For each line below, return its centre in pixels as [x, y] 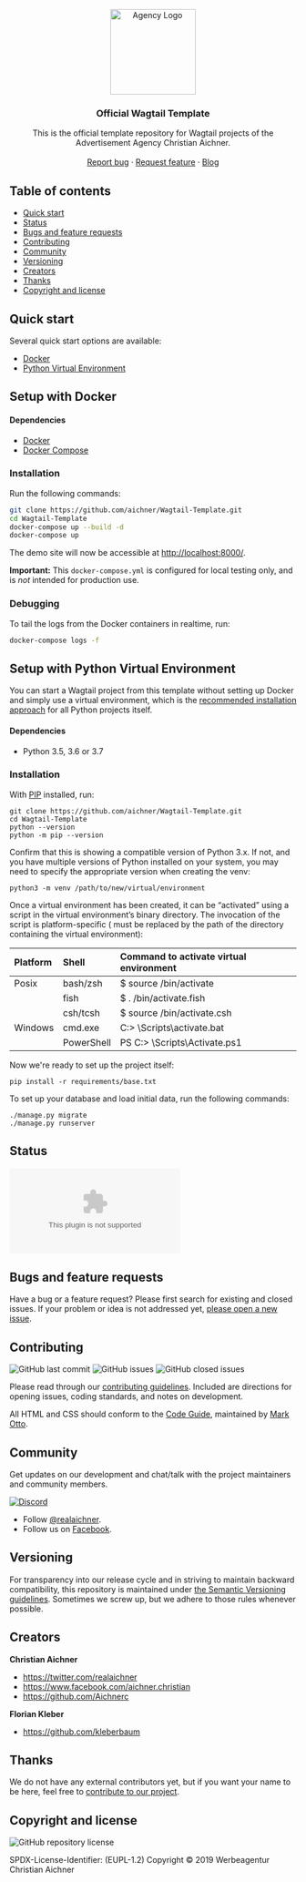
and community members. [59, 1484]
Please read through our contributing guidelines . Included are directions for [151, 1387]
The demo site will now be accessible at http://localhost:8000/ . [127, 553]
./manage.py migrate [49, 1115]
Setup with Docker [63, 397]
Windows [34, 1028]
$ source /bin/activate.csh [176, 1013]
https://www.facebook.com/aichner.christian [107, 1686]
